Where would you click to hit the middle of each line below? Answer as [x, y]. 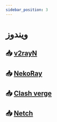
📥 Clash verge [29, 93]
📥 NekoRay [24, 73]
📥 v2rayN [22, 54]
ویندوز [17, 34]
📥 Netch [19, 113]
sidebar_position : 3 [27, 10]
